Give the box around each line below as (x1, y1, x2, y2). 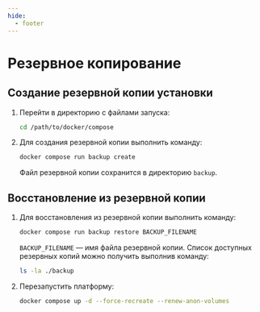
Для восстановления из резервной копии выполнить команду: (19, 213, 237, 223)
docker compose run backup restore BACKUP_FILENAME (19, 228, 197, 236)
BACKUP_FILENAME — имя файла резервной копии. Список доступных (19, 243, 252, 252)
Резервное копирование (7, 54, 182, 73)
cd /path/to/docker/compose (19, 123, 114, 131)
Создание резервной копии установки (7, 86, 213, 100)
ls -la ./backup (19, 267, 74, 275)
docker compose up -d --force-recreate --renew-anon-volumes (19, 297, 230, 305)
